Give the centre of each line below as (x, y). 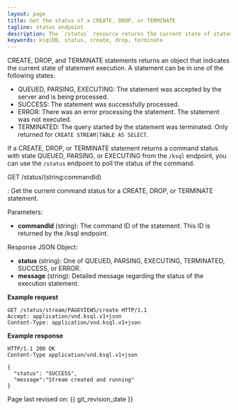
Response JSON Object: (42, 247)
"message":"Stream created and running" (74, 380)
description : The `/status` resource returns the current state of (109, 34)
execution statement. (48, 284)
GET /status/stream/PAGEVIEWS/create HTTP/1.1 (77, 310)
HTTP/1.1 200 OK (31, 349)
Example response (35, 336)
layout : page (27, 14)
